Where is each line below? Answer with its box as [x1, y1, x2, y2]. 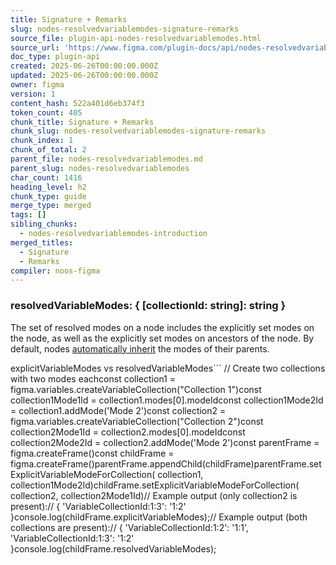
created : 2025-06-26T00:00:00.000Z [10, 61, 159, 71]
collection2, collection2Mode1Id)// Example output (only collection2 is [10, 489, 298, 501]
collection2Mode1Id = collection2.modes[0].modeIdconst [10, 426, 246, 438]
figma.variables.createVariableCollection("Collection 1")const [10, 383, 262, 395]
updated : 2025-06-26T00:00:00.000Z [10, 71, 159, 81]
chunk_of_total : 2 [10, 145, 87, 155]
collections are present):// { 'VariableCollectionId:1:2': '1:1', [10, 521, 250, 533]
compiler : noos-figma [10, 266, 101, 276]
